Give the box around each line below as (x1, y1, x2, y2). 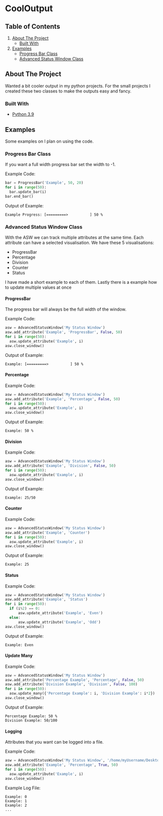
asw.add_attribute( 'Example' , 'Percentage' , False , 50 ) (5, 396, 120, 402)
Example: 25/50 (5, 495, 36, 500)
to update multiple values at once (5, 284, 72, 290)
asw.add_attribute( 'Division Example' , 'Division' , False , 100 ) (5, 682, 138, 687)
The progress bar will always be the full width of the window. (5, 306, 127, 312)
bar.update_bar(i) (9, 189, 47, 194)
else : (9, 615, 21, 620)
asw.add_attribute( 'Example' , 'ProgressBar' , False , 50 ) (5, 330, 123, 335)
